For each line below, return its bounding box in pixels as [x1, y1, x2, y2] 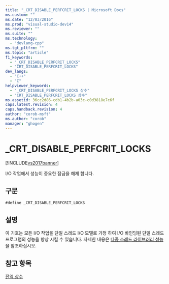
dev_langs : [5, 69, 28, 74]
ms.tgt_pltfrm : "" [5, 45, 44, 50]
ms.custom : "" [5, 12, 36, 17]
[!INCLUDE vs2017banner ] [5, 160, 59, 166]
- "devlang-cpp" [10, 41, 44, 46]
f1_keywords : [5, 54, 33, 60]
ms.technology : [5, 36, 38, 41]
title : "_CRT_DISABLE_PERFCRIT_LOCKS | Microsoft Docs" [5, 7, 126, 13]
